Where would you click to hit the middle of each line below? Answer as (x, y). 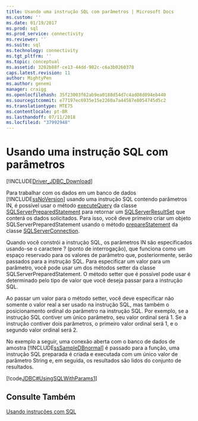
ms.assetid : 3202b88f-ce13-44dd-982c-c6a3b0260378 (70, 67)
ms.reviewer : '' (26, 39)
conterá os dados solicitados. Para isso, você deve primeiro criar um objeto (99, 218)
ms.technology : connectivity (42, 51)
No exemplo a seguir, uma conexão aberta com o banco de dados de (91, 342)
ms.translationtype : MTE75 (40, 106)
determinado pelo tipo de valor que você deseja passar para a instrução (95, 280)
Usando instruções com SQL (41, 411)
